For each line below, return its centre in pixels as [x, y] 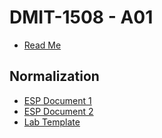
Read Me [42, 45]
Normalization [54, 76]
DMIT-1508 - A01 [81, 17]
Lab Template [52, 122]
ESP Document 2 [58, 111]
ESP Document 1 [57, 100]
